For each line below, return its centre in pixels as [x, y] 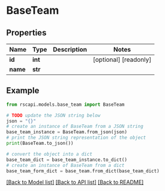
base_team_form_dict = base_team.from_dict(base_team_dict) [83, 171]
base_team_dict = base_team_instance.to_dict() [67, 160]
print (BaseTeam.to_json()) [40, 144]
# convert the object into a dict [49, 154]
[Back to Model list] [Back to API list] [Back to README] [75, 182]
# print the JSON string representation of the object [76, 138]
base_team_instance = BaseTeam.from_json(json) [67, 132]
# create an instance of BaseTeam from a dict [65, 165]
